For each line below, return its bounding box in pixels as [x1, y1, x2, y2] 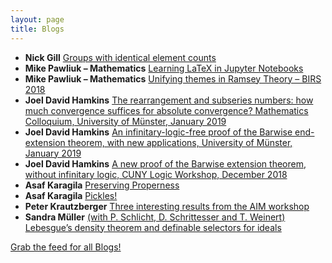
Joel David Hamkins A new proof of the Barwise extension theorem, [24, 157, 307, 170]
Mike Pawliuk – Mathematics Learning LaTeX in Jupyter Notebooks [24, 62, 304, 74]
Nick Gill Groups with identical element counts [24, 51, 217, 63]
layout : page [10, 14, 65, 25]
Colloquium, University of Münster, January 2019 [24, 115, 227, 127]
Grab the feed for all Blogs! [10, 241, 122, 253]
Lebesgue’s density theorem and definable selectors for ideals [24, 221, 282, 233]
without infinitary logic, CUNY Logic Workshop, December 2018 [24, 168, 288, 180]
